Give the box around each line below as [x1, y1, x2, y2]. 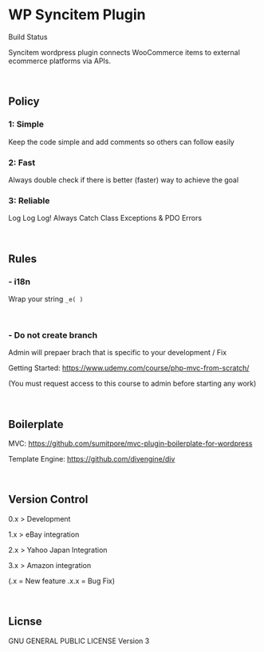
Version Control [8, 493, 89, 506]
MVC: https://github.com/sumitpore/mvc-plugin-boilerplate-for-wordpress [8, 438, 253, 449]
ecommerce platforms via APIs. [8, 56, 112, 66]
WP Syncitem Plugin [8, 6, 146, 24]
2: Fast [8, 157, 36, 168]
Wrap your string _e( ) [8, 294, 84, 303]
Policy [8, 94, 40, 109]
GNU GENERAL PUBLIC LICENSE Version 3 [8, 636, 150, 646]
